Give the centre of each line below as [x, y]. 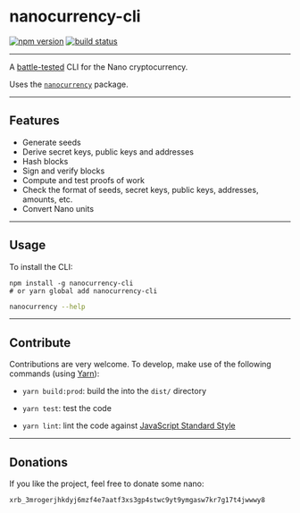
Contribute [40, 343]
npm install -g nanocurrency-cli [71, 283]
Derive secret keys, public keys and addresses [108, 151]
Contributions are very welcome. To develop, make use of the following [141, 365]
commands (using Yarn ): [54, 374]
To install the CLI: [41, 266]
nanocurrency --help [48, 307]
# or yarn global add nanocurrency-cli [83, 291]
